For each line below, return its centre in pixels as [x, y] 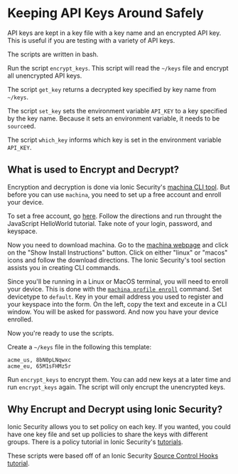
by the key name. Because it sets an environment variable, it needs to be [114, 118]
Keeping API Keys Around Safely [106, 13]
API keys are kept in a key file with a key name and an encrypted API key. [114, 33]
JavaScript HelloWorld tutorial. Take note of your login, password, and [110, 223]
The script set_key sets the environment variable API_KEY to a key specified [117, 110]
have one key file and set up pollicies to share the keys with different [108, 434]
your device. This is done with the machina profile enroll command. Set [115, 289]
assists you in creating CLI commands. [64, 267]
